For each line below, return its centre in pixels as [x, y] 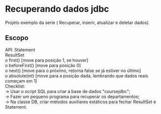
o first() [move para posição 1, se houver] [47, 60]
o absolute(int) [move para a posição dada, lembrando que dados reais [77, 76]
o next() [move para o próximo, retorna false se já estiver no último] [73, 70]
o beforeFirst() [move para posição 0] [43, 65]
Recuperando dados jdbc [57, 9]
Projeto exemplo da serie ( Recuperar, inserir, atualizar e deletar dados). [78, 23]
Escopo [17, 38]
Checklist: [15, 86]
